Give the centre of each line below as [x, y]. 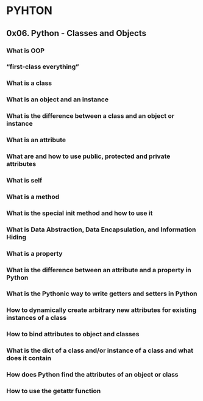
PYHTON [30, 11]
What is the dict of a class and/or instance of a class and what [100, 350]
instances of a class [37, 318]
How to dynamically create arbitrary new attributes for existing [101, 310]
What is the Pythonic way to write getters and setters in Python [102, 294]
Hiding [16, 237]
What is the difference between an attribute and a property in [99, 270]
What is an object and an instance [57, 99]
